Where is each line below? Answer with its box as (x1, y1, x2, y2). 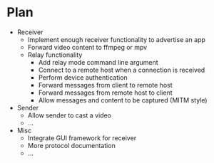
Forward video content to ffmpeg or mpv (27, 43, 148, 51)
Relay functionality (27, 51, 83, 59)
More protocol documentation (27, 141, 116, 149)
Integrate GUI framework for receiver (27, 133, 137, 142)
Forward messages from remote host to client (38, 88, 173, 97)
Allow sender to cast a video (27, 111, 112, 120)
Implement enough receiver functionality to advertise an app (27, 35, 206, 43)
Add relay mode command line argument (38, 58, 158, 66)
